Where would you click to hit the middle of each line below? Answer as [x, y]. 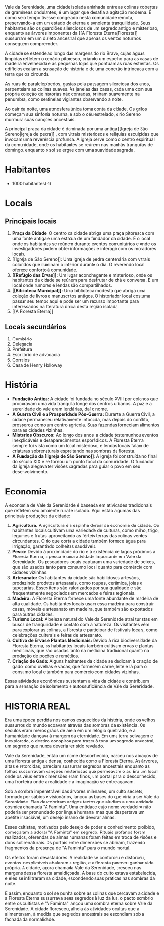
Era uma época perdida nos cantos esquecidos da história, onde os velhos [80, 720]
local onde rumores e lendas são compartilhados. [62, 285]
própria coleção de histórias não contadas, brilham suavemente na [72, 94]
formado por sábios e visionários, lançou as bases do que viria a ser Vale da [82, 796]
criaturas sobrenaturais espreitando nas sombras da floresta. [74, 451]
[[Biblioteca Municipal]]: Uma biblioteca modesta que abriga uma [79, 290]
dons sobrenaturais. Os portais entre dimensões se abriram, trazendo [75, 842]
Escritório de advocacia [36, 354]
